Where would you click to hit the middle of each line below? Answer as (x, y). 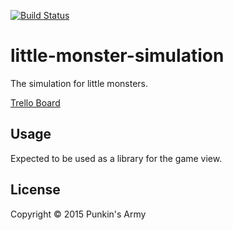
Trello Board (35, 102)
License (35, 190)
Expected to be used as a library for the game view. (116, 158)
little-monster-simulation (117, 56)
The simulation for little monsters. (79, 83)
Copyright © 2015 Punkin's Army (78, 214)
